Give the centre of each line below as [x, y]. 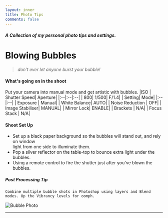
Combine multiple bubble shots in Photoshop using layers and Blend [78, 192]
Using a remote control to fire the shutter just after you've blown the [82, 163]
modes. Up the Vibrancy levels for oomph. [50, 196]
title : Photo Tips [24, 15]
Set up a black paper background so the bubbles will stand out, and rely [86, 136]
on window [24, 142]
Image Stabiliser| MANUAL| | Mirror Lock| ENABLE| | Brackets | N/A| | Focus [83, 108]
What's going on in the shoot [36, 81]
